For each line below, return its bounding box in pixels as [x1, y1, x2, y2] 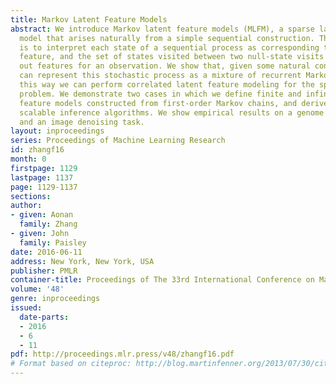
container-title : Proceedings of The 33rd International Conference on [10, 275, 315, 285]
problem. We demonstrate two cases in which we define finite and [19, 89, 302, 99]
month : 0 [10, 154, 47, 164]
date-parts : [19, 312, 70, 322]
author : [10, 201, 43, 211]
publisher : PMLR [10, 266, 78, 276]
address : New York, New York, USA [10, 256, 155, 266]
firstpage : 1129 [10, 163, 78, 173]
